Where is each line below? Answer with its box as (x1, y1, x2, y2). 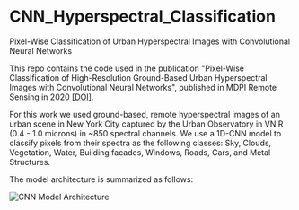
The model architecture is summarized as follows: (9, 173, 194, 185)
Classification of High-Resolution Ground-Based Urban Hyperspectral (9, 72, 268, 83)
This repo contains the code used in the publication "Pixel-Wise (9, 63, 245, 74)
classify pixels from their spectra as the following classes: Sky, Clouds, (9, 137, 272, 148)
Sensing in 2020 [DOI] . (9, 92, 94, 102)
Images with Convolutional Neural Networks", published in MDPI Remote (9, 82, 277, 92)
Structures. (9, 156, 51, 167)
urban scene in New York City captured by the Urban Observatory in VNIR (9, 118, 284, 129)
